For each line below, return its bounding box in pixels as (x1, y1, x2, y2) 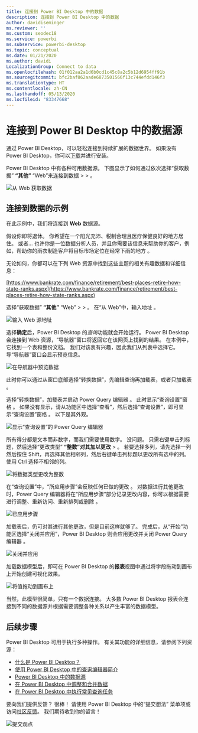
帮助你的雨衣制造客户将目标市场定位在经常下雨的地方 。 (16, 247, 152, 255)
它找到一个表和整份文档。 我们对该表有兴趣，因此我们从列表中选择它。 (6, 344, 178, 351)
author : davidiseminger (6, 19, 65, 25)
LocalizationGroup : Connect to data (6, 63, 96, 70)
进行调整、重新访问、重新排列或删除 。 (6, 498, 101, 505)
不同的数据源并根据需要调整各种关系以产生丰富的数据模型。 (16, 603, 161, 610)
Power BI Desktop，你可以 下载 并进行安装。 (6, 152, 112, 159)
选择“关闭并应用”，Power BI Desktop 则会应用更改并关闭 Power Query (16, 530, 187, 537)
